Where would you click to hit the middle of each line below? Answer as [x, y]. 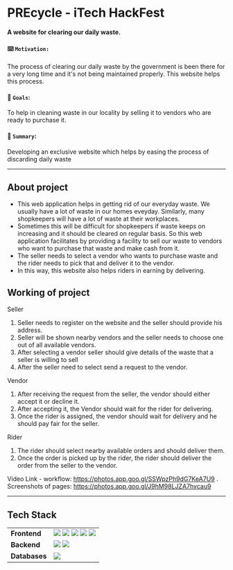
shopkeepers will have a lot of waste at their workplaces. [98, 219]
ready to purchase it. [37, 120]
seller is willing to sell [48, 360]
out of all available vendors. [57, 345]
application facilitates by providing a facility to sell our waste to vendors [120, 241]
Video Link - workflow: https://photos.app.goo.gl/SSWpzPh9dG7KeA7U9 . [113, 479]
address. [30, 330]
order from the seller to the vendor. [67, 466]
